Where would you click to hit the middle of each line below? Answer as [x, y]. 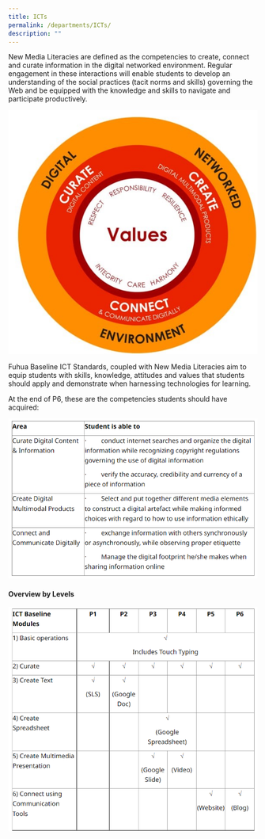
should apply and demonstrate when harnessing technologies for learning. [130, 383]
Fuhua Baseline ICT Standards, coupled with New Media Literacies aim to [127, 367]
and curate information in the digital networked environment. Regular [121, 65]
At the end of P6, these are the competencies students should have [118, 399]
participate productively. [48, 99]
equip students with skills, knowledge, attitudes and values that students [127, 376]
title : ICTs [28, 17]
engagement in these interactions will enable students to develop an [119, 74]
